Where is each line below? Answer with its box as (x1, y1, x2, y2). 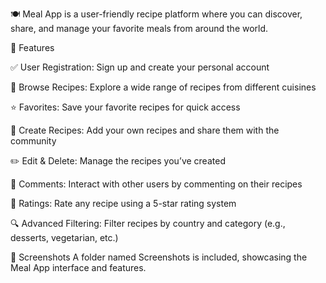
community (10, 135, 57, 147)
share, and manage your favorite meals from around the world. (10, 23, 269, 34)
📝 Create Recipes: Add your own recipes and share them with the (10, 124, 280, 136)
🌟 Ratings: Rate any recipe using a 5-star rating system (10, 198, 237, 209)
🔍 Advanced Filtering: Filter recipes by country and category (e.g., (10, 218, 286, 229)
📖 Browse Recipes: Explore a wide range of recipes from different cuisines (10, 81, 317, 93)
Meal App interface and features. (10, 262, 147, 273)
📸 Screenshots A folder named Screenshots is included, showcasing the (10, 251, 308, 263)
